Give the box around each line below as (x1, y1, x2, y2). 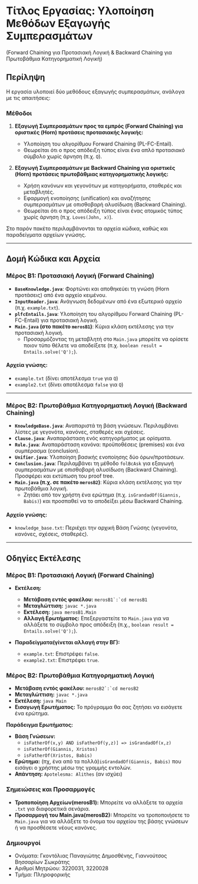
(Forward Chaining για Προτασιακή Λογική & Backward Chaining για (6, 49, 173, 56)
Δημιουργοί (6, 838, 41, 847)
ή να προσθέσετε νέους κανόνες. (14, 824, 97, 831)
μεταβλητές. (23, 188, 55, 196)
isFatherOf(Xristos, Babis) (23, 753, 93, 759)
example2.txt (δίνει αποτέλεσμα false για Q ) (14, 380, 124, 388)
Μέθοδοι (6, 109, 32, 117)
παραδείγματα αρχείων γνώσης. (6, 231, 87, 238)
